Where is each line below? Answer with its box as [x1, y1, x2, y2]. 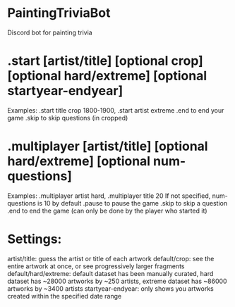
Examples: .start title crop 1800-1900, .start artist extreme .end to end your [7, 106, 224, 114]
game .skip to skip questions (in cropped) [7, 113, 128, 122]
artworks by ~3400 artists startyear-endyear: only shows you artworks [7, 284, 214, 293]
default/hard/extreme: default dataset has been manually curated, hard [7, 269, 214, 277]
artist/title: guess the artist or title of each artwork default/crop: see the [7, 254, 215, 263]
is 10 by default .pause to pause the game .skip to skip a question [37, 199, 228, 207]
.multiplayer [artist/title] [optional [7, 139, 208, 154]
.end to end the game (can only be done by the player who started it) [7, 206, 207, 215]
